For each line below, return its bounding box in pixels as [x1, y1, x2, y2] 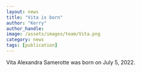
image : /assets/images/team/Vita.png [6, 31, 101, 37]
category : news [6, 37, 44, 43]
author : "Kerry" [6, 20, 47, 26]
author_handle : [6, 25, 44, 32]
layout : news [6, 8, 39, 15]
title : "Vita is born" [6, 14, 63, 20]
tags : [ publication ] [6, 43, 58, 49]
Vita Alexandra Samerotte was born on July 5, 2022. [6, 58, 136, 66]
